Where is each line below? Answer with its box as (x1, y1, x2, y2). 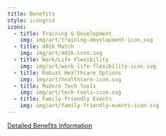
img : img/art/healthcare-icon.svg (20, 75, 121, 83)
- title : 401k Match (13, 43, 74, 50)
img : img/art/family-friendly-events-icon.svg (20, 102, 160, 109)
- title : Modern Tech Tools (13, 82, 97, 89)
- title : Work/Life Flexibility (13, 56, 109, 63)
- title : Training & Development (13, 30, 112, 37)
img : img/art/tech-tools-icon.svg (20, 89, 121, 96)
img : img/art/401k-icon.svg (20, 50, 102, 57)
